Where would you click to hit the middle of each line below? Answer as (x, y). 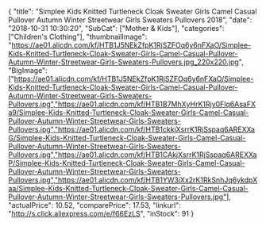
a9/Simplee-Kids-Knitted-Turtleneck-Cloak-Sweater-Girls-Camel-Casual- (129, 113)
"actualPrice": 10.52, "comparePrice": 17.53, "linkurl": (94, 205)
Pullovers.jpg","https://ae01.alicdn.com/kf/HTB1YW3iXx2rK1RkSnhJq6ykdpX (133, 180)
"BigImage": (28, 70)
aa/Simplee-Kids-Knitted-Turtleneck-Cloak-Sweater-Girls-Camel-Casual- (128, 188)
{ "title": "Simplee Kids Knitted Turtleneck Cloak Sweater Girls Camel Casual (133, 11)
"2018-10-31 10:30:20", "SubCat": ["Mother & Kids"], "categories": (116, 28)
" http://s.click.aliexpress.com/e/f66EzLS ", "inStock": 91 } (101, 214)
